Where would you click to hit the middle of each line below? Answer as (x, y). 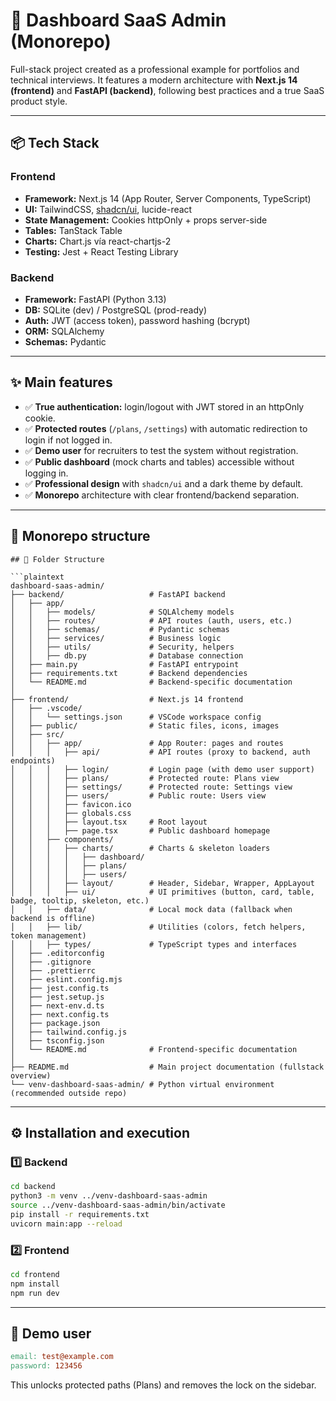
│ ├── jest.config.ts (60, 988)
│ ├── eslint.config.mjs (66, 979)
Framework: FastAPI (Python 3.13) (95, 299)
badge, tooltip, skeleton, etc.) (80, 900)
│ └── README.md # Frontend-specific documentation (154, 1049)
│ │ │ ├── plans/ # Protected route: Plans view (145, 778)
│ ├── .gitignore (51, 962)
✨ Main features (61, 382)
